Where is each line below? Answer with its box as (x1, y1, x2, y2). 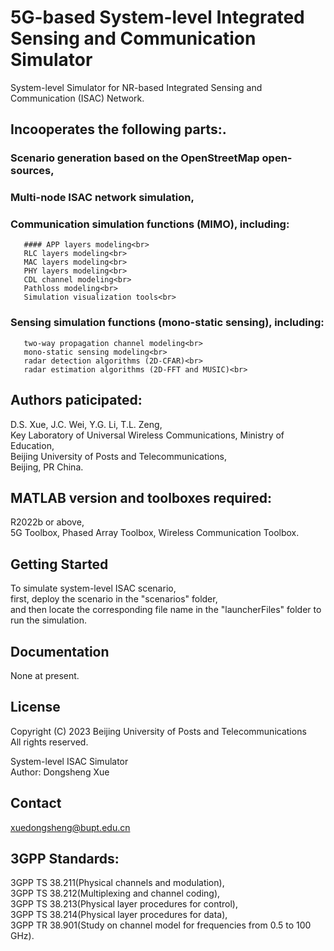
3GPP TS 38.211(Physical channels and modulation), (10, 877, 225, 889)
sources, (10, 164, 55, 178)
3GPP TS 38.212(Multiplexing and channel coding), (10, 887, 221, 900)
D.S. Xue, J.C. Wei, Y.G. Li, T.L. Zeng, (10, 418, 163, 430)
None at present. (10, 670, 80, 682)
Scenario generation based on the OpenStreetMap (10, 151, 260, 165)
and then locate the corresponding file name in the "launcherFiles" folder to (10, 604, 322, 616)
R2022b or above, (10, 516, 85, 528)
